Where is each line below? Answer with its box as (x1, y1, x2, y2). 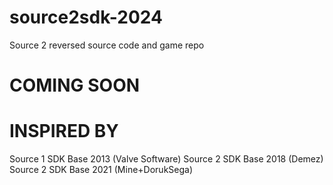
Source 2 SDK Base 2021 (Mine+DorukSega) (9, 164, 194, 176)
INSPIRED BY (9, 120, 119, 143)
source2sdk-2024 (9, 6, 163, 29)
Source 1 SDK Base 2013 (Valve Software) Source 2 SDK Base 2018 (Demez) (9, 153, 324, 165)
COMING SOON (9, 74, 141, 97)
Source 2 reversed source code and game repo (9, 39, 205, 51)
